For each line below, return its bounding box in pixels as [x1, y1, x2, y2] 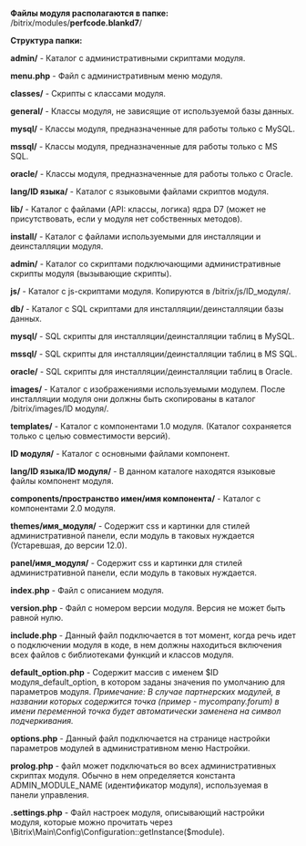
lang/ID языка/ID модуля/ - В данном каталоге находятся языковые [10, 466, 276, 477]
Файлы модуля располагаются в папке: [10, 8, 169, 18]
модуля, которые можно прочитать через [10, 817, 173, 828]
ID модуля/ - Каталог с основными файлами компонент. [10, 449, 230, 459]
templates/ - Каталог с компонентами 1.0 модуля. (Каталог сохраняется [10, 421, 292, 431]
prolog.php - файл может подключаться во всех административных [10, 760, 277, 771]
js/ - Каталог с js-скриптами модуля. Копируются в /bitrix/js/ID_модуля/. [10, 286, 291, 296]
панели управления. [10, 789, 89, 800]
